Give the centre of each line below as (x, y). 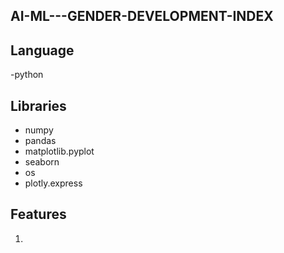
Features (38, 214)
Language (42, 50)
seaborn (42, 162)
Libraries (38, 105)
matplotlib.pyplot (59, 151)
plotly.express (53, 183)
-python (27, 75)
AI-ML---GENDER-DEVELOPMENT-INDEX (142, 16)
